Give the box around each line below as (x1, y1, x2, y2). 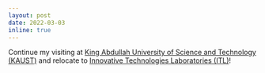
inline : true (8, 26, 51, 34)
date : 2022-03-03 (8, 19, 66, 27)
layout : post (8, 11, 51, 20)
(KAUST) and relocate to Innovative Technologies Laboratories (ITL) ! (8, 56, 232, 65)
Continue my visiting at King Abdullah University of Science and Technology (8, 48, 257, 57)
